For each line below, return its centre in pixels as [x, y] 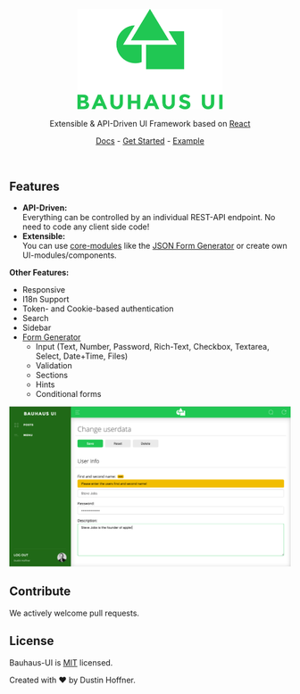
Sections [52, 376]
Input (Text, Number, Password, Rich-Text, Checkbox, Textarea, [152, 347]
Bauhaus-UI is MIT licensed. [61, 662]
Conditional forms [68, 394]
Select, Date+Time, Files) [82, 356]
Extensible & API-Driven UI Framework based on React [150, 124]
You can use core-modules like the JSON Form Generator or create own [154, 246]
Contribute [40, 592]
